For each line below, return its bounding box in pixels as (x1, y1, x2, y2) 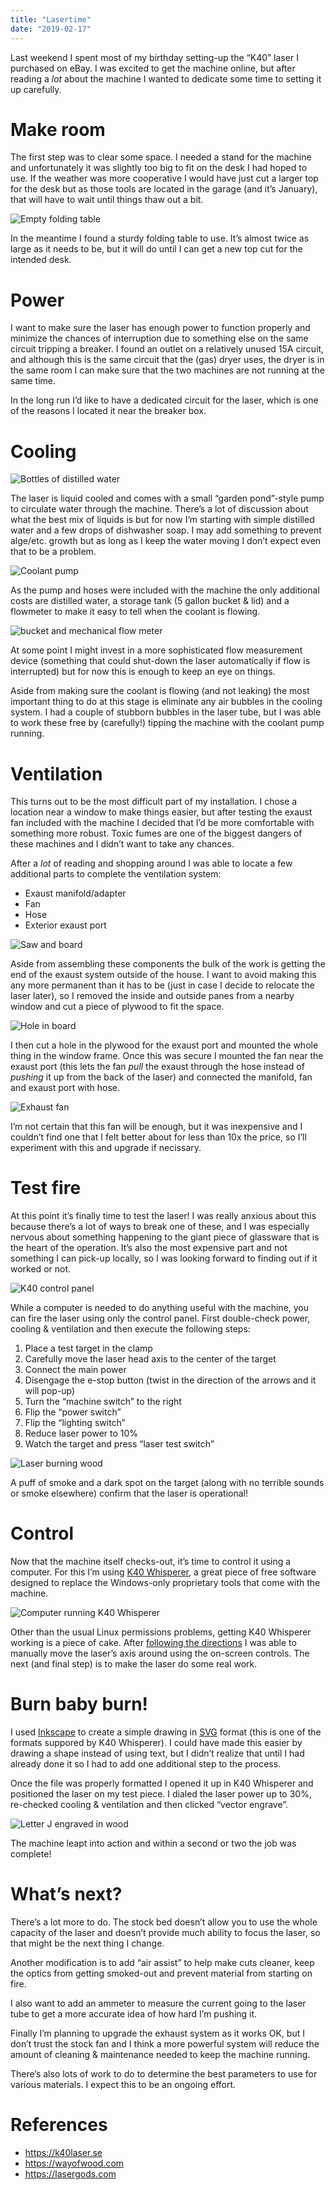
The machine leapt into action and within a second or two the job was (10, 1837, 297, 1850)
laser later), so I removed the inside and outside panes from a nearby (10, 990, 295, 1002)
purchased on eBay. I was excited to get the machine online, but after (10, 62, 296, 74)
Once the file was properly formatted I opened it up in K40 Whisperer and (10, 1777, 314, 1790)
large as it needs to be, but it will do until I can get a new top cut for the (10, 243, 303, 255)
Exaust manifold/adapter (24, 887, 127, 900)
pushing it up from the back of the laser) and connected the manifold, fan (10, 1071, 313, 1083)
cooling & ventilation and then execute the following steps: (10, 1323, 251, 1335)
